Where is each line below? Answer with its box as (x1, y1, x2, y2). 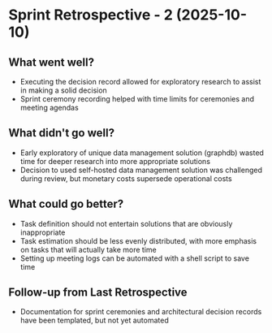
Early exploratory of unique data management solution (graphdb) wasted (19, 148, 264, 158)
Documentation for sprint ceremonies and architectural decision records (19, 307, 262, 317)
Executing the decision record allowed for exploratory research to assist (19, 77, 261, 86)
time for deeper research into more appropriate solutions (19, 156, 211, 166)
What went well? (8, 55, 95, 69)
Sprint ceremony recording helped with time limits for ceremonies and (19, 94, 254, 103)
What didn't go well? (8, 126, 115, 140)
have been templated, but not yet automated (19, 315, 169, 326)
